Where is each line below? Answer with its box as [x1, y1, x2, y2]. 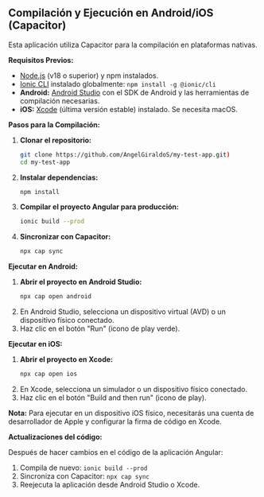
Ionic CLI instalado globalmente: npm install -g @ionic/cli [19, 79, 216, 88]
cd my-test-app [19, 158, 71, 166]
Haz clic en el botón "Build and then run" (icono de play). [19, 393, 207, 402]
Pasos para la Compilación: [8, 119, 101, 130]
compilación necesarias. [19, 95, 100, 106]
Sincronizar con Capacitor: [19, 232, 111, 242]
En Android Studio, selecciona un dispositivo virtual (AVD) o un [19, 307, 227, 316]
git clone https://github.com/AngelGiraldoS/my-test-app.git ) [19, 150, 231, 158]
